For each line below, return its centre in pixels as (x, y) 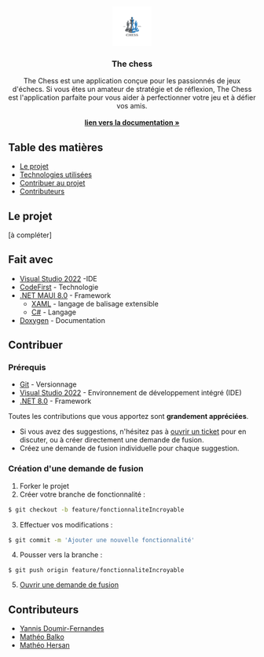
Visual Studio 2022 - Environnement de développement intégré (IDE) (130, 393)
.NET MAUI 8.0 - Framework (65, 295)
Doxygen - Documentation (62, 320)
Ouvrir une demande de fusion (69, 585)
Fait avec (31, 260)
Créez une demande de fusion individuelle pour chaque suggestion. (129, 448)
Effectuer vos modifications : (66, 524)
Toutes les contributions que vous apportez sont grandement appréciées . (128, 417)
